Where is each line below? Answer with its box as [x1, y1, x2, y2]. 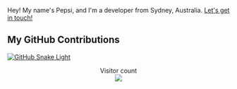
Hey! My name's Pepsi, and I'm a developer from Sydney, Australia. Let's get [7, 6, 230, 14]
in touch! [7, 13, 33, 22]
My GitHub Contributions [7, 34, 120, 46]
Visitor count [99, 66, 138, 75]
